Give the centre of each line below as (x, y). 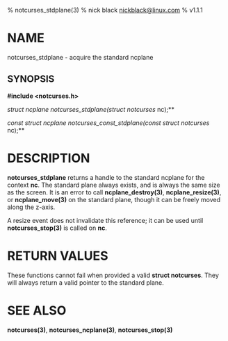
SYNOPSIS (31, 79)
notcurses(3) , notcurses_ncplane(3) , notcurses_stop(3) (90, 330)
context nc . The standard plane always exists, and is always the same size (114, 185)
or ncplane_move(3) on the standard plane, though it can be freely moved (114, 199)
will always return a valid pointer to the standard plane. (86, 282)
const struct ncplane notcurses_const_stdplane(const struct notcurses (108, 123)
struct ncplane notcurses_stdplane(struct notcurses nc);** (91, 109)
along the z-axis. (31, 207)
